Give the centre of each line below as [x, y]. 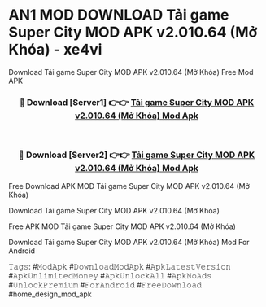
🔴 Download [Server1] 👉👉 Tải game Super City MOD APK [137, 102]
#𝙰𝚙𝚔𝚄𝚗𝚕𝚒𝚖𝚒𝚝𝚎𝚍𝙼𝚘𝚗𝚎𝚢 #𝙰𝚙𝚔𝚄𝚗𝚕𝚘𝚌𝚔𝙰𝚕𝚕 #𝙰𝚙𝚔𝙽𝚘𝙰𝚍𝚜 [110, 275]
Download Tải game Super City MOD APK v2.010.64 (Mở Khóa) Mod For [129, 242]
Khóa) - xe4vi [55, 50]
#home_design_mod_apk [50, 294]
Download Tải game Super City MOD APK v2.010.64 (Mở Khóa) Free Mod [131, 72]
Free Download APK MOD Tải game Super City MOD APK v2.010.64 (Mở [129, 186]
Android [22, 251]
